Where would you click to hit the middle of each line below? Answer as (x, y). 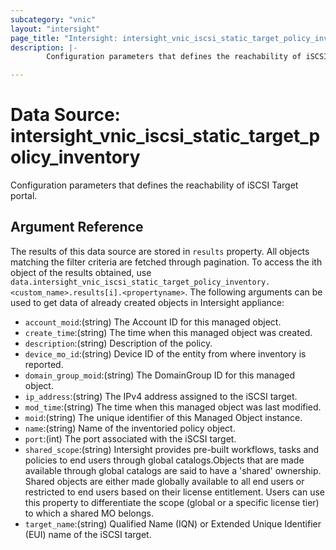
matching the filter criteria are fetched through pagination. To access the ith (166, 262)
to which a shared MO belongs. (89, 513)
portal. (24, 196)
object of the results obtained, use (81, 272)
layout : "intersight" (55, 29)
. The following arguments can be (253, 292)
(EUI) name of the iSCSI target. (88, 534)
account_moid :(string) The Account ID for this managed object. (153, 322)
